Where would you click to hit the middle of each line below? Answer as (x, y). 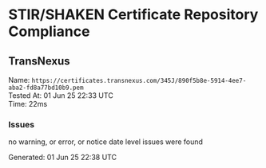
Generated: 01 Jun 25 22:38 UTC (63, 158)
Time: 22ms (28, 104)
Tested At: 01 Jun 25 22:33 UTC (61, 96)
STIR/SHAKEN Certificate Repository (133, 15)
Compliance (49, 31)
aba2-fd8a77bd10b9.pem (46, 88)
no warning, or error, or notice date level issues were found (106, 142)
